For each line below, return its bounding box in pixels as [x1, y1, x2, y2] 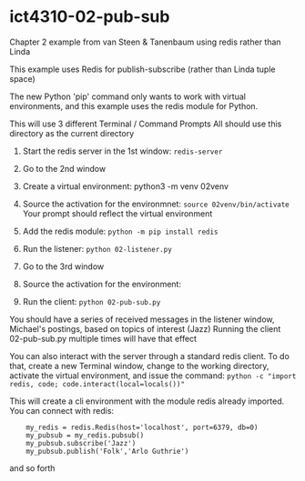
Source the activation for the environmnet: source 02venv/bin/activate [22, 198, 290, 209]
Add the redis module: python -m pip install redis [22, 225, 219, 236]
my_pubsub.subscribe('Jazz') [25, 438, 137, 447]
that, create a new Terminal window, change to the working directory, [9, 360, 269, 371]
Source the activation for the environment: [22, 278, 182, 289]
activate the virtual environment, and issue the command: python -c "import [9, 370, 297, 381]
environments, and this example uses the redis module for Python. [9, 100, 259, 111]
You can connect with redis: [9, 405, 115, 416]
